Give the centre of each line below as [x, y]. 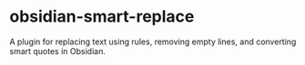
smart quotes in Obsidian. [58, 51]
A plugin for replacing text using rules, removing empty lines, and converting [153, 42]
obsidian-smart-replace [102, 17]
